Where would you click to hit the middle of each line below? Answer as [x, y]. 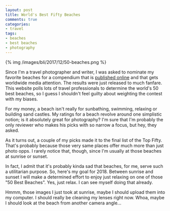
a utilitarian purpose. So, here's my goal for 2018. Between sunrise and [79, 171]
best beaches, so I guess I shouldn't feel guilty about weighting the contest [84, 93]
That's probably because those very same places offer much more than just [84, 146]
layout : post [19, 10]
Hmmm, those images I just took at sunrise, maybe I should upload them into [85, 192]
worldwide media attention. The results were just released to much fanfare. [84, 83]
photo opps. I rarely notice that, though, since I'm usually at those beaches [83, 151]
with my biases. [22, 99]
